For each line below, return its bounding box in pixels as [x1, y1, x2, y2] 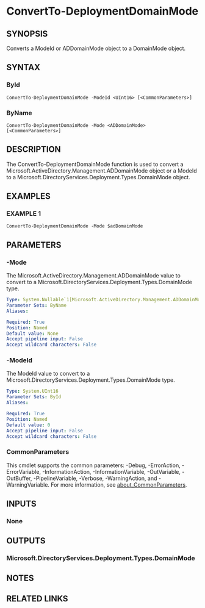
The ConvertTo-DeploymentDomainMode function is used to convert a [6, 160, 184, 168]
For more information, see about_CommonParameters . [51, 481, 187, 488]
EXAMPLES [6, 191, 51, 202]
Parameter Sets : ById [6, 394, 62, 400]
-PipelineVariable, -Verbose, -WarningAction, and [33, 474, 157, 482]
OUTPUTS [6, 535, 46, 546]
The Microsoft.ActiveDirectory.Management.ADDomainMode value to [6, 272, 181, 279]
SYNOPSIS [6, 29, 48, 39]
